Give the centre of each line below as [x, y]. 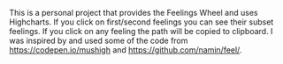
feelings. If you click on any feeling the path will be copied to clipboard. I [141, 31]
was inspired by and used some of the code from [99, 40]
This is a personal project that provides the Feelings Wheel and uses [134, 13]
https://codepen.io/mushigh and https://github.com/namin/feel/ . [126, 50]
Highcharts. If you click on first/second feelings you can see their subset [141, 22]
